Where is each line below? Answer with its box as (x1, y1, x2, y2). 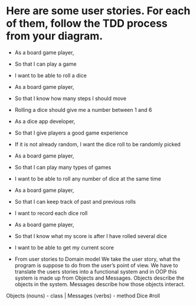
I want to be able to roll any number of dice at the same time (14, 175, 161, 182)
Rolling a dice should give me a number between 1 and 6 (14, 106, 152, 113)
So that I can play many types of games (14, 163, 112, 171)
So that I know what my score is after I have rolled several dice (14, 232, 167, 239)
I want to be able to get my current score (14, 244, 114, 251)
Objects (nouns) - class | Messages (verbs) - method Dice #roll (6, 292, 161, 299)
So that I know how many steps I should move (14, 95, 127, 102)
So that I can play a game (14, 60, 77, 68)
